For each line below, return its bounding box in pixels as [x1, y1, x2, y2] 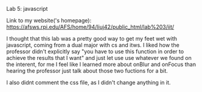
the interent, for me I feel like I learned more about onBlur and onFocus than [6, 61, 197, 68]
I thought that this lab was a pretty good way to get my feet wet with [6, 35, 178, 42]
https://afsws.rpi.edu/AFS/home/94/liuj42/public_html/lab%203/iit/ [6, 24, 175, 30]
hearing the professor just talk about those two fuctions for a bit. [6, 67, 169, 74]
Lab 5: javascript [6, 5, 48, 12]
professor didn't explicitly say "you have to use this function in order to [6, 48, 184, 55]
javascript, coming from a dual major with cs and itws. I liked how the [6, 42, 179, 48]
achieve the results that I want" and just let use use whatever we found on [6, 54, 192, 61]
